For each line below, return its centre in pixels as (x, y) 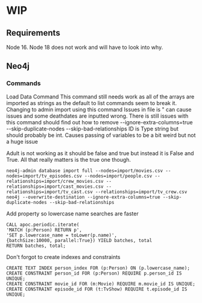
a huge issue (22, 141)
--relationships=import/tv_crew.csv (141, 192)
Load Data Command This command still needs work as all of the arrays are (100, 97)
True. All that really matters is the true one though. (69, 159)
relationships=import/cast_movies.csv (55, 187)
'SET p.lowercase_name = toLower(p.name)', (62, 235)
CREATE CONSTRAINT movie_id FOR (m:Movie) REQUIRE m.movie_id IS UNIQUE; (101, 284)
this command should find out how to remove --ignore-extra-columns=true (99, 122)
